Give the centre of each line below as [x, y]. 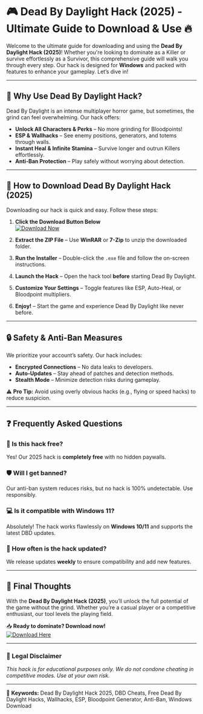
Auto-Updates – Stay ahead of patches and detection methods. [94, 373]
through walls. [33, 142]
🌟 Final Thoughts [39, 587]
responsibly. [21, 495]
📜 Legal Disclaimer [34, 656]
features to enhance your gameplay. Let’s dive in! [67, 71]
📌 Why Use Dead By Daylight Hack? [74, 97]
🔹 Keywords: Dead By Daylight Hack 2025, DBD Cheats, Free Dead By [94, 693]
